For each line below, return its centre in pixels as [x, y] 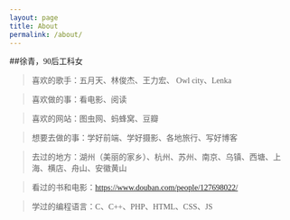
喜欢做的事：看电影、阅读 [79, 100]
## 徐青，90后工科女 [46, 61]
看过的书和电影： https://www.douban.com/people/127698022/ [135, 188]
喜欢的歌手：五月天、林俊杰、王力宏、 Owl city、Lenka [131, 81]
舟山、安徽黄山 [99, 169]
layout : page [34, 18]
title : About [34, 26]
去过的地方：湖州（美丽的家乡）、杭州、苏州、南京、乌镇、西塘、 [152, 157]
